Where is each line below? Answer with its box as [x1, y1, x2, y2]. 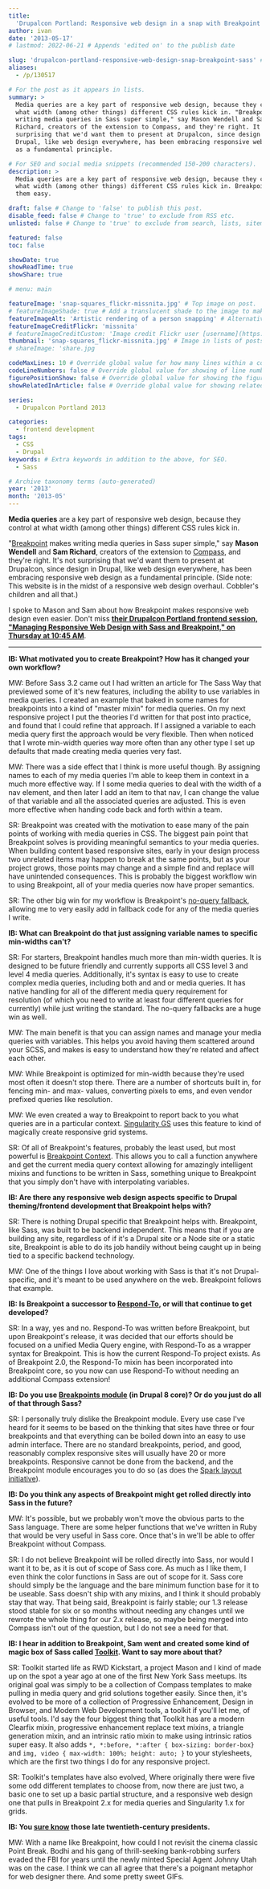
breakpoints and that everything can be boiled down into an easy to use [8, 1432, 247, 1440]
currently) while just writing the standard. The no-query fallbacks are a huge [8, 1004, 261, 1013]
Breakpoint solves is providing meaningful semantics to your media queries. [8, 838, 260, 846]
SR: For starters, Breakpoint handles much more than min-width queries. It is [8, 953, 262, 961]
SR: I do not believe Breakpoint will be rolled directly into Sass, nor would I [8, 1555, 254, 1564]
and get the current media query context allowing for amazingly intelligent [8, 1160, 253, 1170]
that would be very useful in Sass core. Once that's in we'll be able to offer [8, 1530, 256, 1540]
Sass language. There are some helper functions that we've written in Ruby [8, 1522, 257, 1531]
